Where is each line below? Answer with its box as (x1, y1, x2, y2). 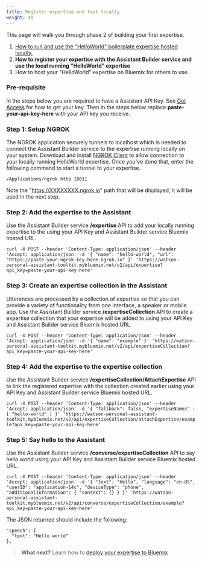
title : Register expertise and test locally (6, 8, 120, 15)
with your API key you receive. (55, 110, 131, 117)
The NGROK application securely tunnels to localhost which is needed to (6, 139, 187, 146)
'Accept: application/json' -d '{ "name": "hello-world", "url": (6, 252, 174, 258)
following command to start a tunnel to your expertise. (6, 164, 141, 172)
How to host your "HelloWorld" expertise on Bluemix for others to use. (14, 68, 189, 75)
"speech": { (6, 528, 36, 534)
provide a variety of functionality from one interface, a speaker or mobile (6, 301, 187, 308)
